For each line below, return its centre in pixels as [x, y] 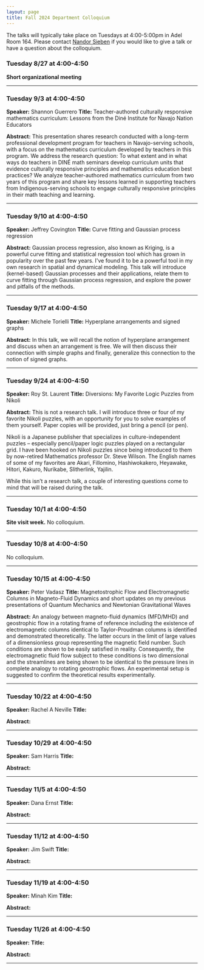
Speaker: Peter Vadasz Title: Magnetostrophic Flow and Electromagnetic [98, 592]
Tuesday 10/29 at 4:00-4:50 [49, 743]
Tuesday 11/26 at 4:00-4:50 [48, 929]
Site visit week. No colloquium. [46, 522]
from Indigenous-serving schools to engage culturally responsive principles [101, 188]
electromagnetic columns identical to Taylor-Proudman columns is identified [102, 629]
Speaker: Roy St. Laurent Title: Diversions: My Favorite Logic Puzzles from [100, 394]
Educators [19, 125]
